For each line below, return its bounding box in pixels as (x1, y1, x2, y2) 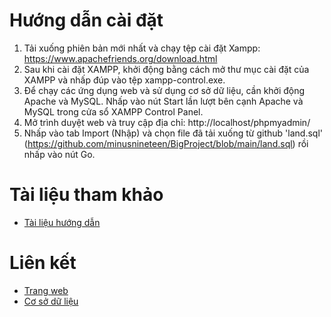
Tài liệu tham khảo (9, 184, 164, 206)
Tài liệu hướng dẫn (23, 216, 101, 228)
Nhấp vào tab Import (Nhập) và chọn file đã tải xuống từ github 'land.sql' (23, 127, 323, 139)
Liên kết (9, 252, 77, 274)
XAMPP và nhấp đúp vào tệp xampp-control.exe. (23, 74, 226, 86)
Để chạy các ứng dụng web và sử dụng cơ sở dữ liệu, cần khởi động (23, 84, 306, 96)
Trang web (23, 284, 69, 296)
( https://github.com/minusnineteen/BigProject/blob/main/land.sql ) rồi (23, 137, 309, 149)
